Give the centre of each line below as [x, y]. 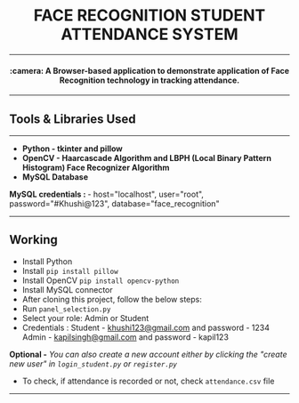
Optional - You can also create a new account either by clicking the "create [148, 354]
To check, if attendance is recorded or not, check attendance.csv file [148, 381]
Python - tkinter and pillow [72, 149]
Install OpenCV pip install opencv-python [101, 280]
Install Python [47, 261]
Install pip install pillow [70, 270]
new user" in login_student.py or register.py [93, 363]
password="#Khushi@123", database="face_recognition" [114, 203]
